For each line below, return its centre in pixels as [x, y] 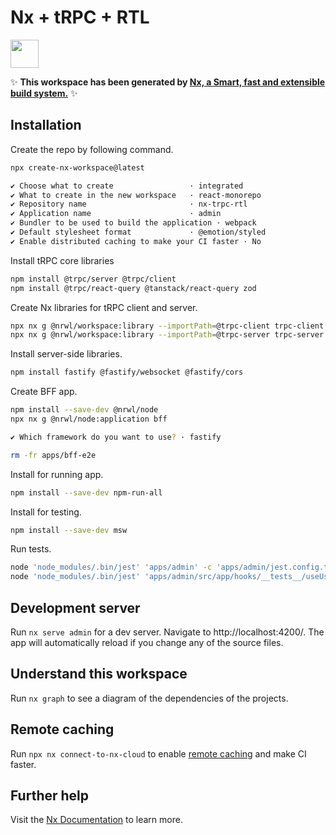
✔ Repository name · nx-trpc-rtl [129, 204]
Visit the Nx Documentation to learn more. [96, 820]
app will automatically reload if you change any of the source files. [147, 642]
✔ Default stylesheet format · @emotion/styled [138, 232]
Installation [46, 125]
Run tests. [31, 549]
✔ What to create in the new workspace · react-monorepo [136, 195]
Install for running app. [57, 474]
